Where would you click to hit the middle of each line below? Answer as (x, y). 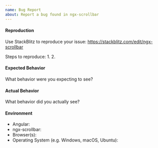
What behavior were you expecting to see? (49, 79)
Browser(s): (24, 135)
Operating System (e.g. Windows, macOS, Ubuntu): (65, 140)
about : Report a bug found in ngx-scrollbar (52, 14)
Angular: (21, 124)
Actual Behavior (22, 90)
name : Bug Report (23, 10)
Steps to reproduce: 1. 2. (30, 56)
